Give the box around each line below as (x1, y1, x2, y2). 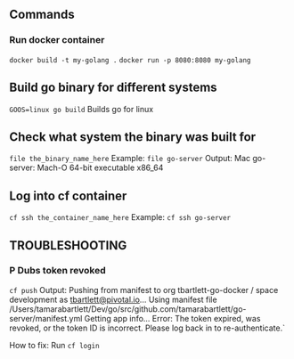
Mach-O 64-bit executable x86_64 (37, 162, 164, 173)
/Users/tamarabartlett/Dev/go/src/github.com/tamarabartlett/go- (9, 303, 247, 314)
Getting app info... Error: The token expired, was (84, 313, 261, 323)
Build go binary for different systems (9, 80, 217, 95)
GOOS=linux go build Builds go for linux (9, 103, 154, 114)
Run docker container (9, 34, 105, 46)
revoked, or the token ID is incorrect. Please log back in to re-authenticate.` (9, 322, 285, 333)
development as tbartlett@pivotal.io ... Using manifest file (9, 294, 217, 305)
